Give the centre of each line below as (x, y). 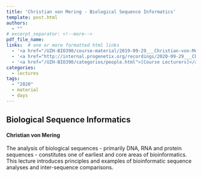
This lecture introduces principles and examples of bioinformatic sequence (99, 161)
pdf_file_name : (25, 40)
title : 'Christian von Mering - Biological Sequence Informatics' (91, 12)
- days (20, 95)
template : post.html (32, 17)
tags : (13, 79)
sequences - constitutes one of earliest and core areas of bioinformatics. (97, 155)
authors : (17, 23)
